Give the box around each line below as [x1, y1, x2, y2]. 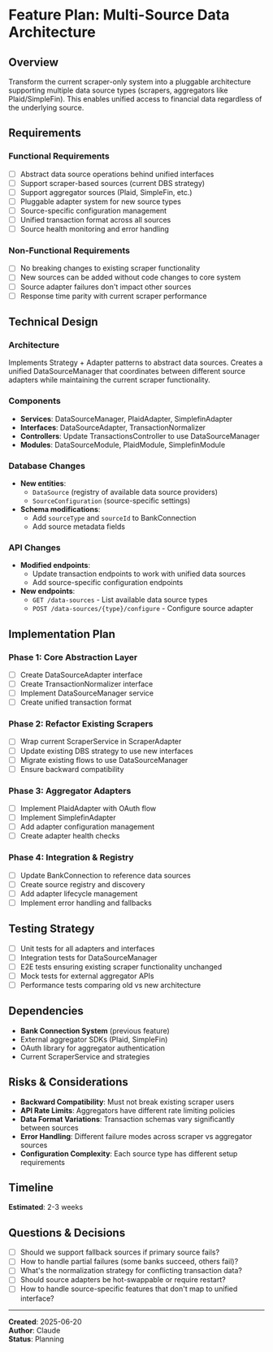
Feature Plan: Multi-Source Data [8, 6, 230, 24]
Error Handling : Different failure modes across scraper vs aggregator [19, 1131, 253, 1141]
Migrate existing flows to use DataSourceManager [19, 755, 188, 765]
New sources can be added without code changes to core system [19, 272, 241, 282]
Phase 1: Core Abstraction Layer [8, 652, 138, 663]
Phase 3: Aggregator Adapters [8, 785, 132, 796]
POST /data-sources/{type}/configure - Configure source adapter [32, 604, 253, 613]
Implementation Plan [8, 627, 116, 641]
